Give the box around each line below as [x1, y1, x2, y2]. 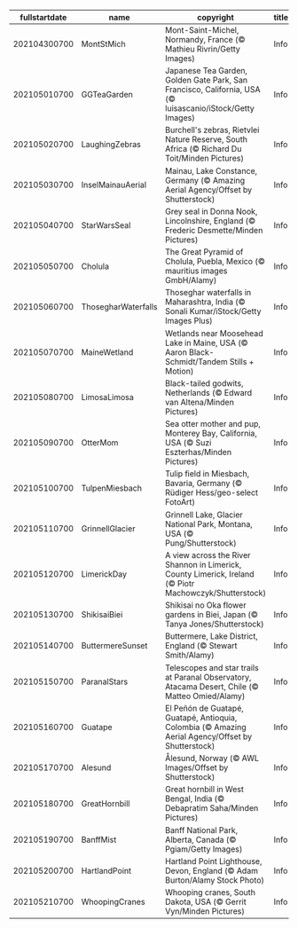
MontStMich [81, 39, 126, 50]
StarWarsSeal [81, 220, 131, 231]
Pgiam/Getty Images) [165, 844, 243, 854]
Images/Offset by [165, 762, 229, 773]
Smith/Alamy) [165, 649, 215, 661]
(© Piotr [165, 578, 195, 588]
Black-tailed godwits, [165, 378, 244, 389]
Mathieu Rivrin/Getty [165, 43, 241, 54]
